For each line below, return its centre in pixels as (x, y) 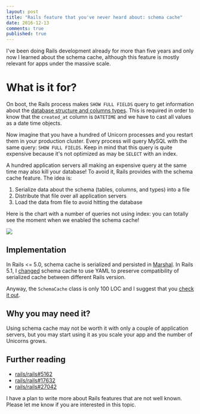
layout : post (22, 12)
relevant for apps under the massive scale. (59, 64)
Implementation (36, 250)
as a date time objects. (34, 123)
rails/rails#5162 (33, 374)
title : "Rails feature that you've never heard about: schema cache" (95, 17)
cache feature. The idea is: (39, 178)
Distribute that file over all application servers (71, 196)
